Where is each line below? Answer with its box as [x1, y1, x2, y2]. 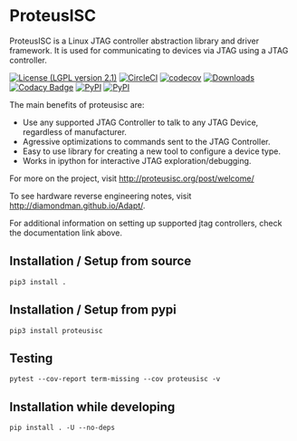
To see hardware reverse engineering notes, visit [9, 190, 192, 201]
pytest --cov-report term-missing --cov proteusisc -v [9, 375, 221, 384]
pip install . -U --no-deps [9, 423, 116, 433]
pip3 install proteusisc [9, 326, 103, 335]
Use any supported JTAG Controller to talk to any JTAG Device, [22, 117, 259, 128]
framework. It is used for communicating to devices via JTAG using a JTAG [9, 44, 289, 55]
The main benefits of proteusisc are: [9, 99, 145, 110]
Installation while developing [9, 399, 176, 415]
